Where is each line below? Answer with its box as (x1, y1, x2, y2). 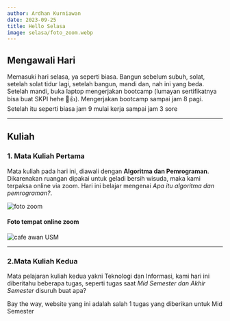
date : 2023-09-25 (7, 16, 57, 23)
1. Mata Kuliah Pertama (7, 151, 86, 161)
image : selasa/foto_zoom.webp (7, 29, 94, 36)
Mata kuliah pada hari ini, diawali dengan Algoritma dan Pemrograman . (7, 167, 209, 175)
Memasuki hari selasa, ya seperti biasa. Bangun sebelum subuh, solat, (7, 73, 205, 81)
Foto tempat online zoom (7, 218, 79, 226)
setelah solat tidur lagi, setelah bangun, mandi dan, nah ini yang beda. (7, 80, 204, 88)
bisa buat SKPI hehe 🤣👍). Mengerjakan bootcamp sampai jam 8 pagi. (7, 95, 203, 103)
